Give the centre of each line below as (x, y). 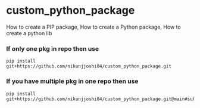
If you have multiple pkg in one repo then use (72, 81)
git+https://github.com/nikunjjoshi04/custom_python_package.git (89, 66)
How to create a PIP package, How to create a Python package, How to (94, 27)
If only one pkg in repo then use (53, 48)
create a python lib (29, 33)
